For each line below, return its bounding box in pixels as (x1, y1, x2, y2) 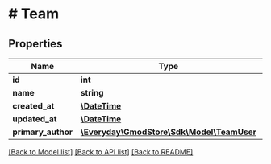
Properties (8, 37, 63, 51)
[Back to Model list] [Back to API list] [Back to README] (8, 147, 194, 157)
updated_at (12, 113, 57, 125)
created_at (12, 100, 55, 111)
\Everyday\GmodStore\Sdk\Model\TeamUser (80, 126, 256, 137)
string (80, 88, 104, 98)
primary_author (12, 126, 73, 137)
